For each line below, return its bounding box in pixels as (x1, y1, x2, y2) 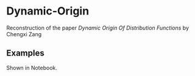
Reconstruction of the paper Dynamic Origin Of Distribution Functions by (6, 24, 190, 31)
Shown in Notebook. (6, 64, 58, 71)
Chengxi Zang (6, 30, 42, 37)
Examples (6, 48, 44, 59)
